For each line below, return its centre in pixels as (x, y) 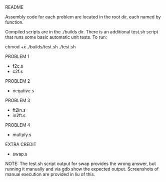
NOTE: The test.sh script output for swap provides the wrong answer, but (80, 164)
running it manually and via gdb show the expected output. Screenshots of (82, 169)
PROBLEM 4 (18, 125)
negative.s (23, 91)
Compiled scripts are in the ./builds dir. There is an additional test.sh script (82, 32)
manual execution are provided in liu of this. (50, 174)
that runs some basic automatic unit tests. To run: (56, 37)
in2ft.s (19, 115)
